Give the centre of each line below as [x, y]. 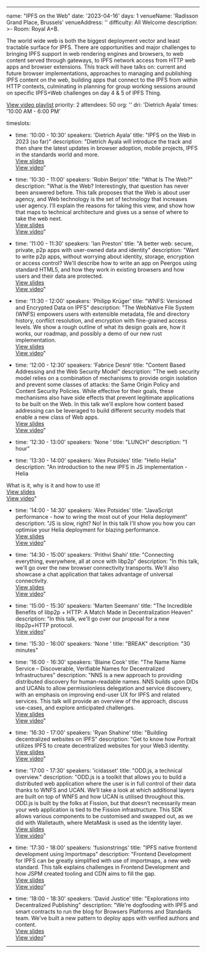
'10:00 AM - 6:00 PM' [34, 111]
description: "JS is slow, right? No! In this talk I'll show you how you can [105, 523]
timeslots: [19, 123]
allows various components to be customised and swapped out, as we [104, 816]
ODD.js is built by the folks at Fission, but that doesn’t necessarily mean [105, 803]
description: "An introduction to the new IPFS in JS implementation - [101, 467]
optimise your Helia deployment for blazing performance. [87, 530]
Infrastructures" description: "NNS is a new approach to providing [98, 675]
